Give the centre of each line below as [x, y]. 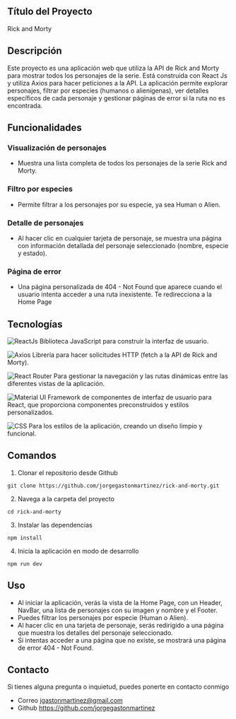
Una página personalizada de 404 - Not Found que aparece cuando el [120, 287]
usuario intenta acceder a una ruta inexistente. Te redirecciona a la [114, 294]
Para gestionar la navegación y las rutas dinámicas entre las [141, 376]
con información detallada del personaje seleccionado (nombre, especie [123, 245]
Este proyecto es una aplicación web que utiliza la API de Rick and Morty [113, 68]
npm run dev [25, 564]
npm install [25, 538]
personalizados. [31, 412]
